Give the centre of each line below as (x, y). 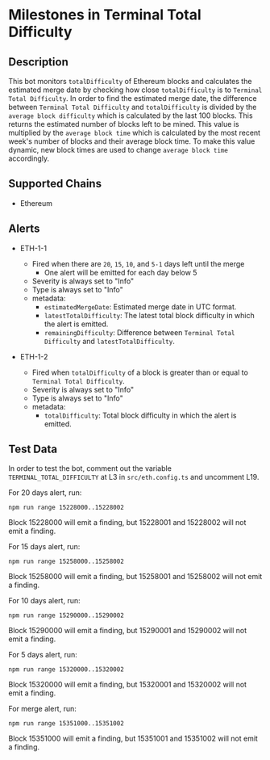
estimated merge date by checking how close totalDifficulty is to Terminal (135, 90)
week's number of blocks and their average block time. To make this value (132, 141)
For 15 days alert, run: (44, 547)
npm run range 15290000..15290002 (66, 615)
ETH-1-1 (33, 248)
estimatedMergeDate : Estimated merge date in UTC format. (140, 307)
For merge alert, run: (42, 709)
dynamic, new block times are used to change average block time (118, 150)
